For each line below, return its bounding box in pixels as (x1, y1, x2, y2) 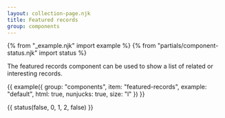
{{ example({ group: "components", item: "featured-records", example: (7, 83, 207, 91)
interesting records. (7, 69, 63, 78)
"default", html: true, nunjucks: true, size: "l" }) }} (7, 90, 145, 98)
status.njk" (7, 49, 38, 57)
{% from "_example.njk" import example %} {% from (7, 42, 156, 50)
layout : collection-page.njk (7, 10, 91, 17)
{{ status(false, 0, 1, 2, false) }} (7, 104, 94, 112)
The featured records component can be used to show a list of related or (7, 62, 213, 71)
